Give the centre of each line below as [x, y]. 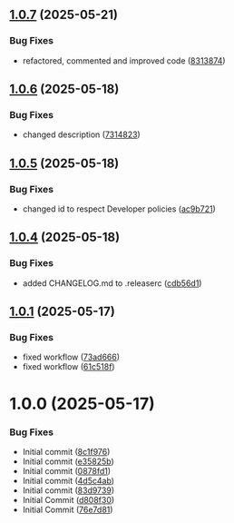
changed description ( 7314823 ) [81, 134]
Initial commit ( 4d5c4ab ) [68, 480]
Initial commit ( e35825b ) [68, 461]
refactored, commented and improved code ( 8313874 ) [124, 60]
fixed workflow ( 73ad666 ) [71, 357]
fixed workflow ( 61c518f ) [68, 367]
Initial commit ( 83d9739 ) [68, 490]
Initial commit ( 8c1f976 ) [66, 451]
